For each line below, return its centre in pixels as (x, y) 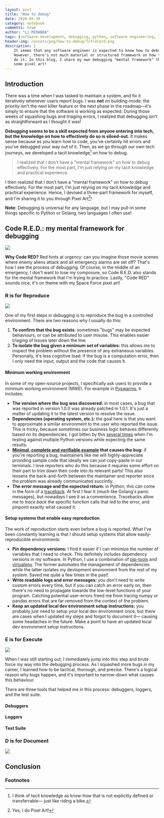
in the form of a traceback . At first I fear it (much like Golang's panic (80, 491)
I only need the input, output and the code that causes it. (69, 361)
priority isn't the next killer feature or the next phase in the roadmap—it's (78, 106)
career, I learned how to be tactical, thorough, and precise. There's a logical (81, 669)
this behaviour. (20, 680)
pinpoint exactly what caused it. (44, 507)
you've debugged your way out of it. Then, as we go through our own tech (80, 147)
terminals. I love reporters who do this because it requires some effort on (85, 465)
